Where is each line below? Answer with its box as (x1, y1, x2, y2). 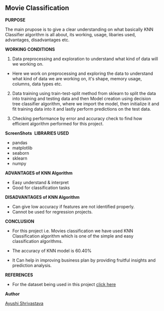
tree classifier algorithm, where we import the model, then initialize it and (12, 100, 159, 107)
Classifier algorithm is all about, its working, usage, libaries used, (5, 31, 136, 37)
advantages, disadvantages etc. (5, 37, 70, 43)
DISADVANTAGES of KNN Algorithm (5, 194, 80, 200)
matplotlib (12, 144, 33, 151)
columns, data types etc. (12, 81, 63, 87)
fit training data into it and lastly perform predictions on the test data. (12, 106, 151, 112)
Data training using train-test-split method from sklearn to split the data (12, 90, 156, 96)
